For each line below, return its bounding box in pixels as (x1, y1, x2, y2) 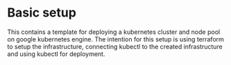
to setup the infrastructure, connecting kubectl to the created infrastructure (7, 42, 223, 50)
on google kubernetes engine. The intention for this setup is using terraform (7, 35, 224, 43)
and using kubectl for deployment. (7, 50, 105, 58)
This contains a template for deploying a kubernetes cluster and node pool (7, 28, 221, 36)
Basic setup (7, 5, 76, 21)
